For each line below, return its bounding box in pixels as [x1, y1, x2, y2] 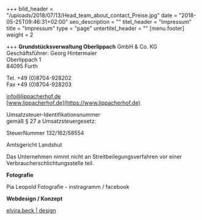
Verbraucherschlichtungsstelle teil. [6, 159, 94, 167]
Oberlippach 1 [6, 56, 42, 63]
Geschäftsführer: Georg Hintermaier [6, 50, 97, 57]
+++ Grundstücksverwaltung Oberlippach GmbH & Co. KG [6, 43, 157, 50]
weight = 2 [6, 31, 34, 38]
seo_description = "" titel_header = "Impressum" [69, 18, 192, 25]
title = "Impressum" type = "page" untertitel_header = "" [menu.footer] [6, 24, 185, 32]
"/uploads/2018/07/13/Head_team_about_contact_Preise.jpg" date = [6, 12, 178, 19]
